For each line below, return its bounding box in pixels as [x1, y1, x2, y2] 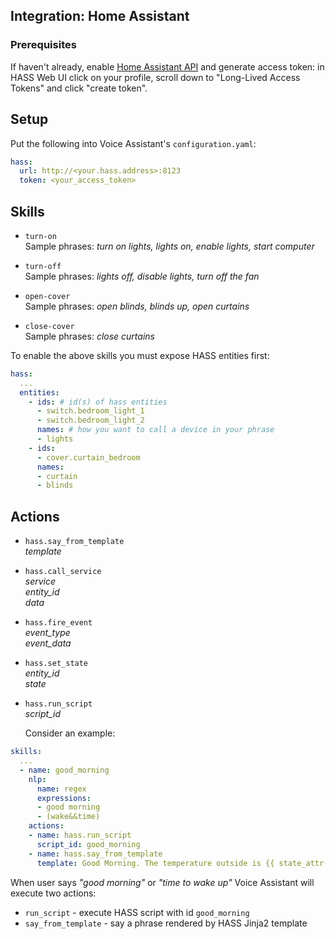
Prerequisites [10, 38, 77, 52]
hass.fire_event [24, 618, 93, 628]
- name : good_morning [19, 765, 110, 775]
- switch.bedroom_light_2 [36, 415, 145, 426]
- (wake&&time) [36, 812, 101, 822]
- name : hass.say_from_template [28, 849, 163, 859]
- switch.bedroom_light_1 [36, 406, 145, 416]
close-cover [24, 321, 75, 331]
